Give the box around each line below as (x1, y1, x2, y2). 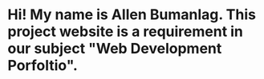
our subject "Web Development (7, 40, 222, 57)
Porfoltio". (7, 57, 78, 75)
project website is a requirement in (7, 22, 244, 41)
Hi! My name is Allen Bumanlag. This (7, 6, 256, 24)
